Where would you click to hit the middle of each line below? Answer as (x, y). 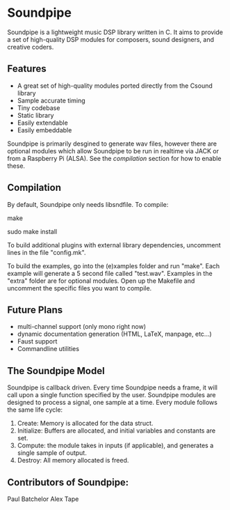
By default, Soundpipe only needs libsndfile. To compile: (88, 204)
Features (27, 69)
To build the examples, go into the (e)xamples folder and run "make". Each (114, 265)
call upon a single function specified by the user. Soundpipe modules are (112, 395)
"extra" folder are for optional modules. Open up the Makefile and (101, 281)
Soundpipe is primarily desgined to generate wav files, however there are (112, 144)
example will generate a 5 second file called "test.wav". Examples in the (110, 273)
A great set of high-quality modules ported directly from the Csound (115, 86)
